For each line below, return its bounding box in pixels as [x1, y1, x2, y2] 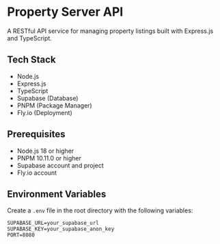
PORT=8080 [7, 232, 36, 239]
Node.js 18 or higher [16, 147, 74, 155]
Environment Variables [7, 188, 107, 199]
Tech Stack [7, 54, 56, 66]
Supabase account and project [16, 161, 104, 169]
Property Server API [7, 4, 124, 20]
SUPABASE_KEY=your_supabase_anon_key [7, 225, 115, 233]
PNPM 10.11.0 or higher [16, 154, 82, 162]
